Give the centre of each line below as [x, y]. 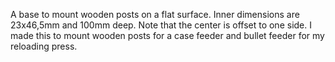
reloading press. [44, 46]
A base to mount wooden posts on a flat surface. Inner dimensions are [155, 14]
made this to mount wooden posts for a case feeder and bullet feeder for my [167, 35]
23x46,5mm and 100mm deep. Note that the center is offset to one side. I [161, 25]
